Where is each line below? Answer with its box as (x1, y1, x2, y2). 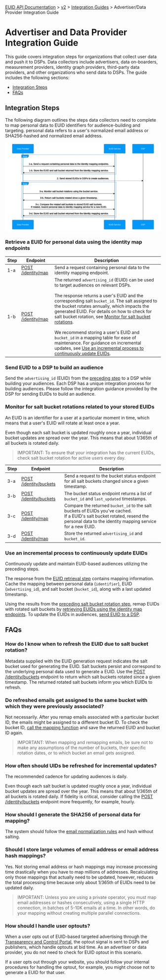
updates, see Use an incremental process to (54, 345, 144, 351)
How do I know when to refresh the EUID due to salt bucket (5, 641, 149, 648)
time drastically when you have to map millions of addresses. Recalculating (5, 869, 158, 875)
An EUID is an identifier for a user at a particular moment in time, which (5, 415, 150, 420)
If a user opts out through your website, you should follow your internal (5, 959, 150, 965)
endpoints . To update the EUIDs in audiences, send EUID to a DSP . (5, 611, 141, 617)
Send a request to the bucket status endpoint (64, 473, 156, 479)
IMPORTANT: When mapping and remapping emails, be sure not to (17, 739, 153, 745)
